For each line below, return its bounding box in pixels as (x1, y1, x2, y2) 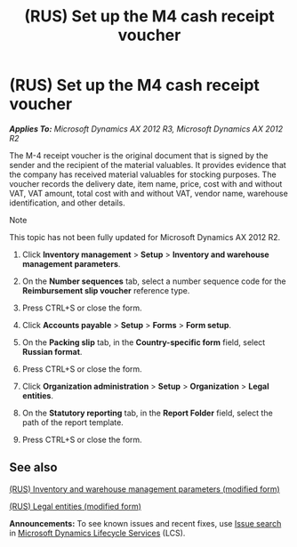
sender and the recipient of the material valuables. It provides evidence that (9, 159, 286, 170)
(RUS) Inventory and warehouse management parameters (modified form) (9, 483, 280, 495)
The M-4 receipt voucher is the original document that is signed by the (9, 149, 269, 161)
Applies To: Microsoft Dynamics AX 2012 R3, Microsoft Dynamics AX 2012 (9, 123, 284, 134)
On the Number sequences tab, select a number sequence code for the (21, 276, 286, 286)
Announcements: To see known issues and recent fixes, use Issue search (9, 518, 282, 528)
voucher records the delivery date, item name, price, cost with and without (9, 178, 283, 189)
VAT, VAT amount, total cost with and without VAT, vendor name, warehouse (9, 188, 289, 198)
